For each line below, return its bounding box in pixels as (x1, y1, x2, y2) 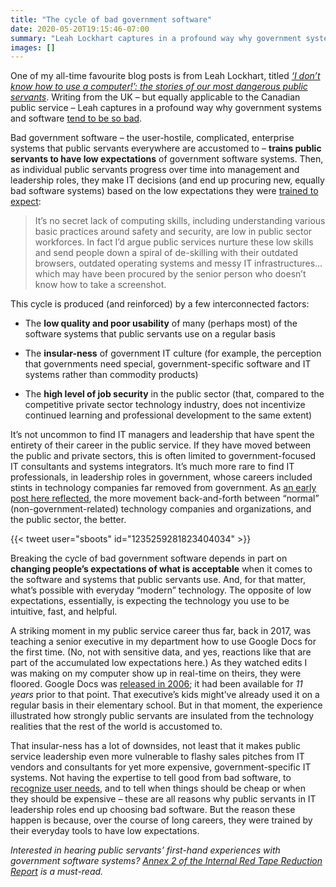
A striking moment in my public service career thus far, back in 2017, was (10, 625, 312, 637)
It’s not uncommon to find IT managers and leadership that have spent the (10, 429, 315, 441)
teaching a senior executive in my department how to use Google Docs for (10, 636, 317, 648)
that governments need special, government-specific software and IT (24, 358, 312, 370)
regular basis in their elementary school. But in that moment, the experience (10, 699, 323, 711)
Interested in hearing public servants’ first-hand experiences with (10, 844, 281, 856)
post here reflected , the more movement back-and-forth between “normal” (10, 492, 320, 505)
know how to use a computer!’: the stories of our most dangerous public (10, 81, 308, 93)
